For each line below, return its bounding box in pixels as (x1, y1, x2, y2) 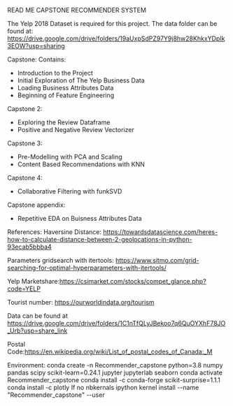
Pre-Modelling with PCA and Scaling (17, 153, 122, 161)
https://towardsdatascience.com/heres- (102, 228, 218, 236)
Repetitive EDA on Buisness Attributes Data (17, 215, 142, 222)
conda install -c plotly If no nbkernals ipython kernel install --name (7, 384, 199, 391)
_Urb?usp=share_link (7, 326, 68, 335)
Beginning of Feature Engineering (17, 91, 115, 99)
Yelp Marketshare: (7, 277, 60, 285)
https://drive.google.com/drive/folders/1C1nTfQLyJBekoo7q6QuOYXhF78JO (7, 319, 226, 327)
